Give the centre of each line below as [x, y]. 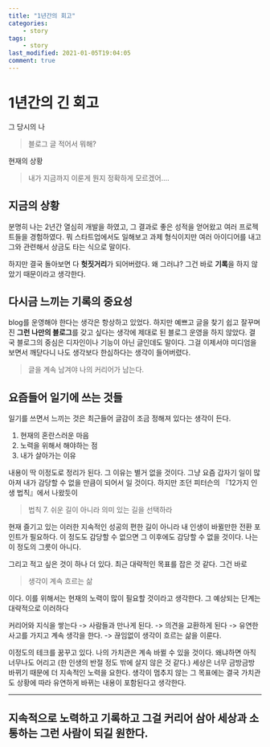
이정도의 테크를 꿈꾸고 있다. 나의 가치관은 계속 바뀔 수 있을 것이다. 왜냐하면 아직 [133, 653]
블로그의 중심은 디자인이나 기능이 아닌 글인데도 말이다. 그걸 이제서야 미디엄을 [137, 343]
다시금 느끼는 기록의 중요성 [70, 302]
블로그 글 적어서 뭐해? [62, 144]
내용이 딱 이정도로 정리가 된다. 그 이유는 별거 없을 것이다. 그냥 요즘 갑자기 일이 [130, 473]
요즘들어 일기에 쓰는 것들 [65, 398]
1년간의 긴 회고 [53, 103]
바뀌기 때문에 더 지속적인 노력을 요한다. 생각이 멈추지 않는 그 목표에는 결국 [124, 673]
